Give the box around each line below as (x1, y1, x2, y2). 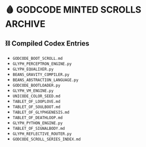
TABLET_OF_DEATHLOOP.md (12, 115, 63, 120)
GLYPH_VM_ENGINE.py (12, 88, 54, 93)
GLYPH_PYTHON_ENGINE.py (12, 121, 63, 126)
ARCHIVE (5, 18, 45, 30)
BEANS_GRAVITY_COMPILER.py (12, 72, 70, 77)
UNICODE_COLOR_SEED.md (12, 94, 61, 99)
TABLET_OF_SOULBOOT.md (12, 104, 61, 109)
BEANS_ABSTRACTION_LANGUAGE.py (12, 78, 79, 83)
